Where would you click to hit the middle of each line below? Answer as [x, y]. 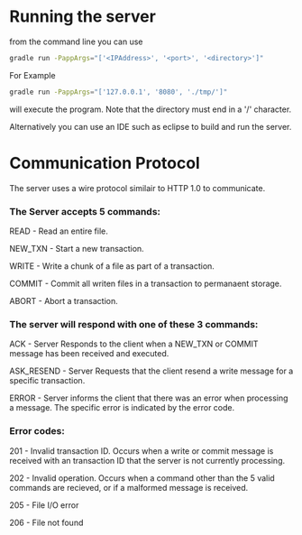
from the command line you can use [76, 42]
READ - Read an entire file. [59, 231]
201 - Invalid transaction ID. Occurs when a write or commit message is [142, 451]
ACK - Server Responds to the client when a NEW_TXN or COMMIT [134, 344]
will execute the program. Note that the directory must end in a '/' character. [151, 109]
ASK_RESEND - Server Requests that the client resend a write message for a [151, 371]
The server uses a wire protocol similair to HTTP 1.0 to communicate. [137, 188]
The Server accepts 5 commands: [85, 211]
